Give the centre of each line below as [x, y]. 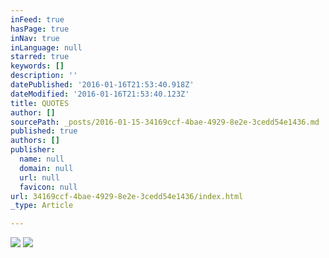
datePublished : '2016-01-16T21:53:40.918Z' [102, 85]
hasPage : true [40, 29]
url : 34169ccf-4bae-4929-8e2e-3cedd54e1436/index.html [127, 196]
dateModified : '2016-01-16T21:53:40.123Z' [100, 94]
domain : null [46, 168]
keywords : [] [37, 66]
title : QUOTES [40, 103]
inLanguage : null [46, 47]
